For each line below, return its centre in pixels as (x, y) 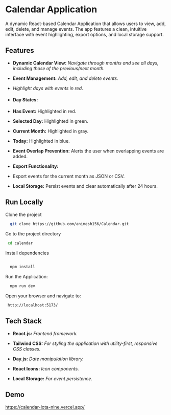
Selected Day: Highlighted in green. (50, 121)
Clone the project (23, 214)
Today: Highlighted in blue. (41, 141)
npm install (23, 267)
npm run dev (23, 286)
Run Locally (24, 202)
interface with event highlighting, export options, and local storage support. (85, 34)
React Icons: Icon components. (46, 368)
